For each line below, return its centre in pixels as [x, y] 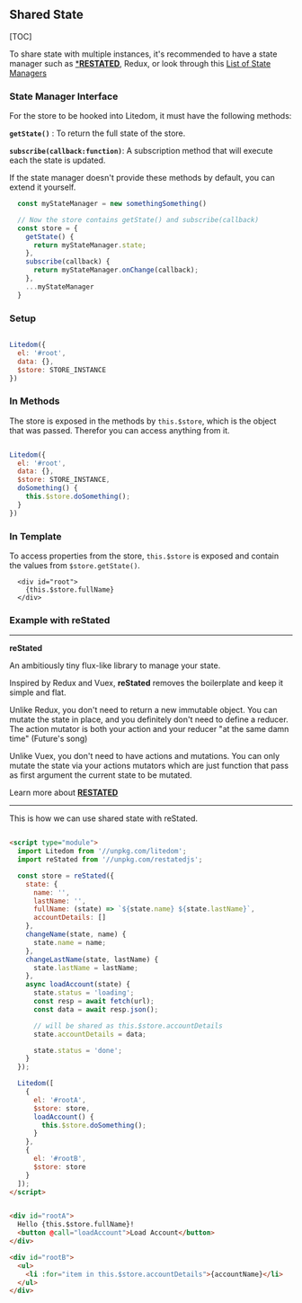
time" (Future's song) [49, 739]
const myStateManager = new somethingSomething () [112, 204]
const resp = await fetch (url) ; [93, 1002]
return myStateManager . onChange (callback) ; [116, 270]
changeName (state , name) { [76, 934]
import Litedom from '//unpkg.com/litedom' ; [102, 852]
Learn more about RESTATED [64, 793]
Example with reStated [60, 620]
